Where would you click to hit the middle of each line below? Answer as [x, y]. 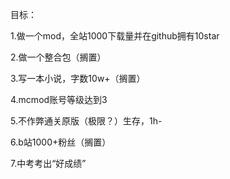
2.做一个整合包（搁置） [58, 57]
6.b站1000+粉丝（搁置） [61, 142]
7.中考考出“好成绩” [48, 163]
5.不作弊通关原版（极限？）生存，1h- [86, 121]
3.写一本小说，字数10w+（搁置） [78, 78]
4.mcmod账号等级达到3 [59, 99]
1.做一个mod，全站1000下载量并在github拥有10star [115, 36]
